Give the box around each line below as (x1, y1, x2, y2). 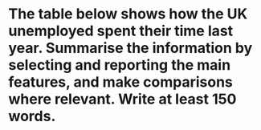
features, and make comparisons (8, 73, 233, 91)
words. (8, 108, 56, 125)
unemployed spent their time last (8, 22, 234, 40)
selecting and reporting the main (8, 56, 231, 75)
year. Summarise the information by (8, 39, 253, 57)
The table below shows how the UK (8, 5, 248, 23)
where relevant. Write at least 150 (8, 90, 237, 108)
